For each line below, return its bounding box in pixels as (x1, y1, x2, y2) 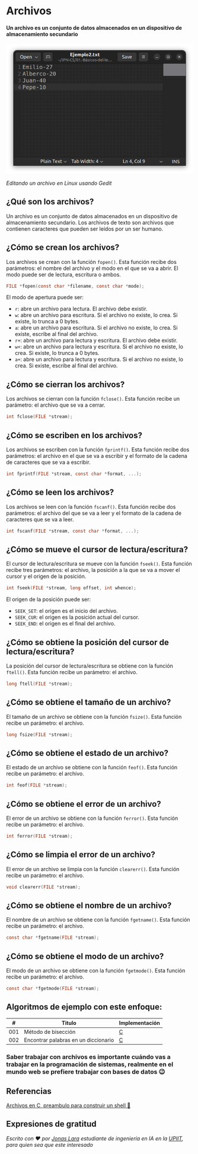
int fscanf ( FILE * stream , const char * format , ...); (6, 528, 139, 534)
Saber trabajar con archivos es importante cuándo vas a (6, 1053, 171, 1061)
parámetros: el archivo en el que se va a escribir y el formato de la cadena (6, 452, 188, 459)
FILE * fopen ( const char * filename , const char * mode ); (6, 283, 145, 289)
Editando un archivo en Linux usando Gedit (6, 180, 112, 187)
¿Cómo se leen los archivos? (6, 488, 114, 498)
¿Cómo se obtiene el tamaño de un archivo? (6, 697, 171, 708)
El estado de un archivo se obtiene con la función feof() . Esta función (6, 764, 178, 771)
